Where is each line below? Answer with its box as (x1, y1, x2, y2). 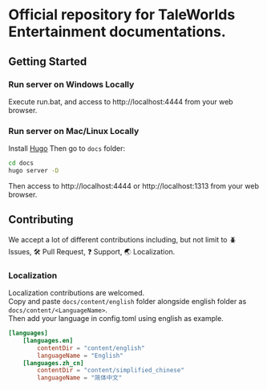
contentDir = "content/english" (37, 343, 146, 352)
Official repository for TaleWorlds (8, 6, 236, 24)
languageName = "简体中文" (37, 374, 123, 382)
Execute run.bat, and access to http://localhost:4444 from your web (8, 96, 234, 106)
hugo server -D (8, 167, 59, 175)
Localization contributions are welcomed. (8, 288, 145, 298)
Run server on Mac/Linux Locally (8, 125, 140, 136)
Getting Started (8, 55, 87, 68)
